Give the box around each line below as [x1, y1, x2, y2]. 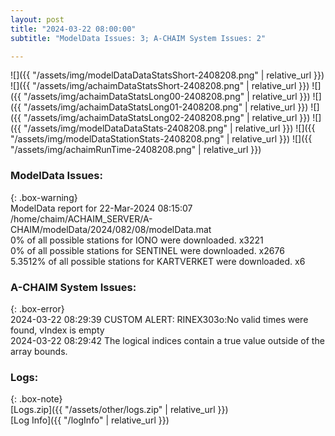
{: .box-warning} [10, 191, 78, 203]
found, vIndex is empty [10, 324, 105, 336]
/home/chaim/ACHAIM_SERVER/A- [10, 212, 153, 225]
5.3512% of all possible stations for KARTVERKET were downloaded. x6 [10, 255, 306, 267]
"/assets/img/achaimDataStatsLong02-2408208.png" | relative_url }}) [23, 112, 311, 124]
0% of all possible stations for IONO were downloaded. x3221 [10, 234, 264, 246]
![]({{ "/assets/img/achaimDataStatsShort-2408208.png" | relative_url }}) [10, 80, 310, 92]
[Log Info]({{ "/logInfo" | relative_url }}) [10, 414, 170, 426]
